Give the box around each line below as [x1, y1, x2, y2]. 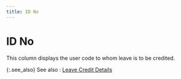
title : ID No [6, 8, 39, 15]
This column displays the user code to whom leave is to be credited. [6, 54, 176, 62]
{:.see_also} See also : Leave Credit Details [6, 66, 112, 73]
